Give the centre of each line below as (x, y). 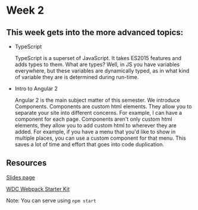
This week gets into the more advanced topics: (95, 32)
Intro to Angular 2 (36, 89)
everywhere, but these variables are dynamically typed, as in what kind (102, 71)
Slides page (21, 177)
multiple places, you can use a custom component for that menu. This (100, 138)
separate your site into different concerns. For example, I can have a (98, 113)
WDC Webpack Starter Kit (38, 189)
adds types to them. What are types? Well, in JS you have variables (97, 64)
